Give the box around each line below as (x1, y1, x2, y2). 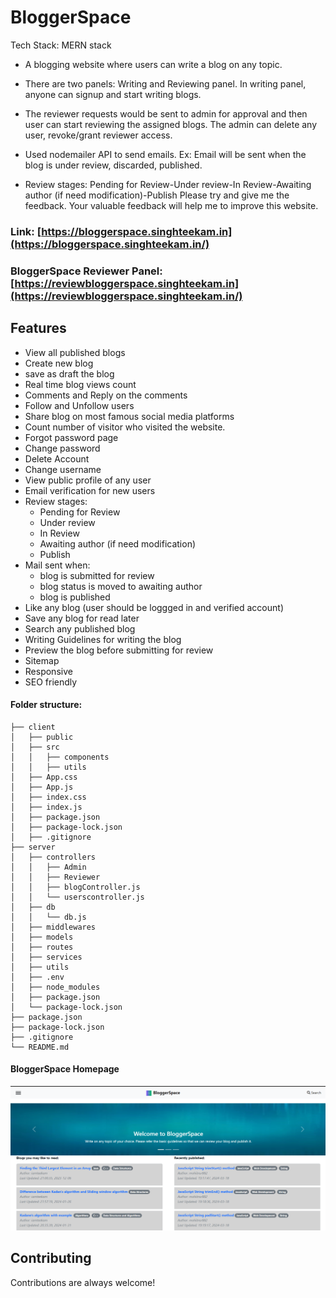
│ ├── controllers (10, 852, 97, 862)
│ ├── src (10, 742, 60, 752)
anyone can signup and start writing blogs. (24, 88, 202, 100)
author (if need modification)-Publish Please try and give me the (24, 189, 290, 201)
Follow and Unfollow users (24, 399, 135, 411)
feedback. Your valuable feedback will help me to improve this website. (24, 199, 319, 211)
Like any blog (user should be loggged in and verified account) (24, 601, 284, 613)
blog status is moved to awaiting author (39, 580, 203, 592)
